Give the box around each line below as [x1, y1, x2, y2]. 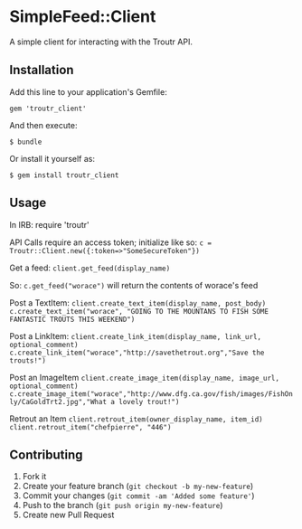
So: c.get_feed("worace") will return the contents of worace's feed [9, 279, 259, 290]
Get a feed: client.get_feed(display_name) [9, 262, 171, 273]
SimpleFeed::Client [9, 6, 156, 27]
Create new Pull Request [22, 509, 115, 521]
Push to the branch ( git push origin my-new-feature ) [22, 500, 223, 511]
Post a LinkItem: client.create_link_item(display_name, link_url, [9, 330, 262, 341]
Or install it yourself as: [9, 153, 95, 164]
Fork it [22, 471, 47, 482]
